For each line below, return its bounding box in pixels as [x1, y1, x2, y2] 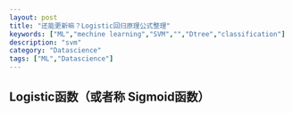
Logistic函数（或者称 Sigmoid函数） [9, 90, 210, 105]
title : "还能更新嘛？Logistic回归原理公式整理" [9, 21, 172, 30]
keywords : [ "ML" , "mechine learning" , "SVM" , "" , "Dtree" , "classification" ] [9, 29, 286, 38]
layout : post [9, 12, 58, 22]
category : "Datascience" [9, 46, 102, 55]
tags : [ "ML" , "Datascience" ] [9, 54, 114, 63]
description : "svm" [9, 37, 82, 47]
